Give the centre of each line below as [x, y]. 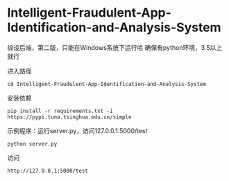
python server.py [32, 144]
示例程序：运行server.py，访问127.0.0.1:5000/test [77, 130]
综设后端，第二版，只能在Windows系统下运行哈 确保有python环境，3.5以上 [115, 47]
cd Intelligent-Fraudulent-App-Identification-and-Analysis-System [107, 84]
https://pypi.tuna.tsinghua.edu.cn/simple [69, 117]
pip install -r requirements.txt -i [60, 111]
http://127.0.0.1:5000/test [48, 171]
